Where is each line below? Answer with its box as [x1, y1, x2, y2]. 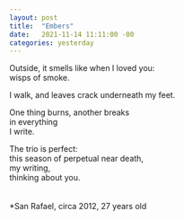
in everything [9, 117, 58, 128]
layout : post [9, 13, 58, 22]
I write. [9, 127, 35, 137]
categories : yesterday [9, 38, 94, 48]
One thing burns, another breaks [9, 107, 130, 118]
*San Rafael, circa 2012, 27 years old [9, 201, 147, 212]
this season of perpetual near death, [9, 154, 144, 164]
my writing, [9, 163, 51, 173]
